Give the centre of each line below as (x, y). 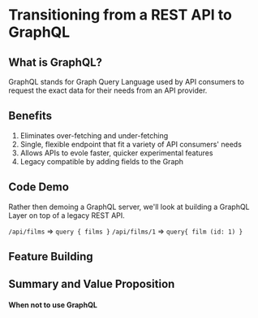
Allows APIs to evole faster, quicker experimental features (116, 153)
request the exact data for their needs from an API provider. (108, 90)
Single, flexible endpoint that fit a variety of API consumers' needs (131, 144)
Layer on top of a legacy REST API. (67, 215)
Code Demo (39, 187)
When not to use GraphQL (53, 305)
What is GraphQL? (56, 62)
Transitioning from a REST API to (120, 15)
